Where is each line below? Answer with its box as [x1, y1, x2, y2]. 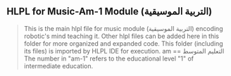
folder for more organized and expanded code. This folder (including [23, 39, 223, 48]
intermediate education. [23, 61, 94, 70]
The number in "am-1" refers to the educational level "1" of [23, 54, 194, 63]
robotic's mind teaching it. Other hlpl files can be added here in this [23, 32, 220, 40]
